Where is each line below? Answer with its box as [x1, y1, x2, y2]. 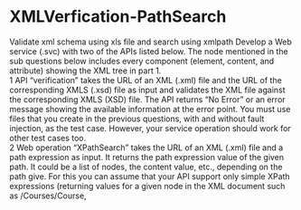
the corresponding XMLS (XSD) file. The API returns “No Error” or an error [9, 93, 287, 105]
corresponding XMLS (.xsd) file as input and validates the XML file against [9, 84, 287, 95]
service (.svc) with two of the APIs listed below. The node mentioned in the [9, 45, 288, 56]
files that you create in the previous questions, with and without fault [9, 113, 265, 124]
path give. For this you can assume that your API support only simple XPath [9, 170, 291, 182]
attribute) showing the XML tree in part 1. [9, 65, 162, 76]
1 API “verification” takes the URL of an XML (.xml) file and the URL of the [9, 74, 282, 85]
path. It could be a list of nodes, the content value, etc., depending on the [9, 161, 283, 172]
